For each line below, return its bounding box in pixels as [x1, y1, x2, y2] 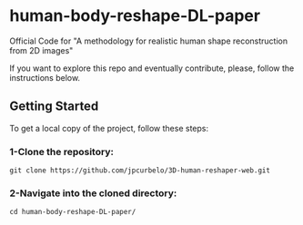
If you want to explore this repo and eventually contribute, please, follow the [9, 63, 295, 73]
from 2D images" [9, 44, 74, 55]
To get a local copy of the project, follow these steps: [9, 122, 209, 133]
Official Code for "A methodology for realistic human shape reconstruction [9, 35, 288, 46]
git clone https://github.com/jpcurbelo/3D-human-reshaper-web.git [9, 166, 271, 175]
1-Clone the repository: [9, 145, 114, 158]
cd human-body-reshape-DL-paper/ [9, 208, 136, 217]
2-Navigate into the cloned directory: [9, 187, 177, 200]
